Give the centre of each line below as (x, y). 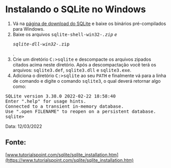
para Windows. (29, 29)
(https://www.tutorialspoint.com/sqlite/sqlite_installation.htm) (69, 160)
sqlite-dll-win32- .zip (41, 44)
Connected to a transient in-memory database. (65, 106)
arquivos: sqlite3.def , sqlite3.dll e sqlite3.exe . (72, 70)
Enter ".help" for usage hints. (46, 101)
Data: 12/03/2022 (24, 126)
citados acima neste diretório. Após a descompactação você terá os (84, 64)
